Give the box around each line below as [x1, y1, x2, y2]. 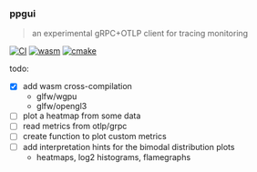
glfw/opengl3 [36, 101, 87, 112]
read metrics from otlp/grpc [22, 121, 128, 132]
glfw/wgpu [36, 91, 77, 102]
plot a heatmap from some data [22, 110, 141, 121]
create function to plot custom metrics [22, 131, 167, 142]
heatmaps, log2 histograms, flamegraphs [36, 151, 191, 162]
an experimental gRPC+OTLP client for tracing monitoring [31, 28, 249, 39]
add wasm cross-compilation [22, 81, 132, 92]
